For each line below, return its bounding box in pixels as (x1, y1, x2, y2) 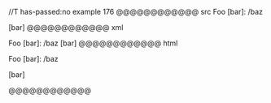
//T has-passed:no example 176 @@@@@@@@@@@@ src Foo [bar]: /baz (8, 7, 263, 16)
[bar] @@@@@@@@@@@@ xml (8, 23, 124, 32)
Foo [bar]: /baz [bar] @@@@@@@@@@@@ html (8, 38, 178, 48)
